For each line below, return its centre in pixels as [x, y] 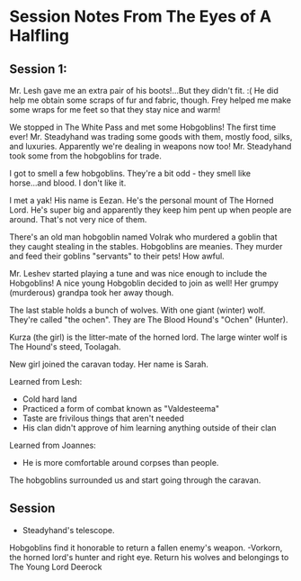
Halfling [40, 36]
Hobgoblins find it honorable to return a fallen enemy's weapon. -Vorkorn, [146, 548]
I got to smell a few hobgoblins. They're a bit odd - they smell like [130, 173]
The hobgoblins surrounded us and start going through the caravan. [135, 480]
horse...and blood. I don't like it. [68, 183]
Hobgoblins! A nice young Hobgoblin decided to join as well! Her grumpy [144, 283]
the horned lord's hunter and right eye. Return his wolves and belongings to [149, 557]
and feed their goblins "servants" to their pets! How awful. [117, 256]
